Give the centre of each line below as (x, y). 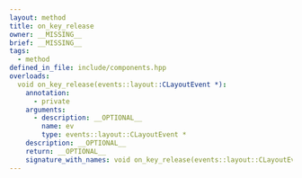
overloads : (30, 76)
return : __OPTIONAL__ (66, 151)
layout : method (38, 18)
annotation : (48, 93)
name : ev (58, 127)
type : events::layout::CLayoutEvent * (114, 135)
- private (51, 101)
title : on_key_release (52, 26)
